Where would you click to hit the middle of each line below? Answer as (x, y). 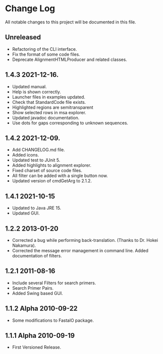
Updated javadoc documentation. (46, 118)
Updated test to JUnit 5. (36, 160)
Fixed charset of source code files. (47, 171)
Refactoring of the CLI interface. (44, 49)
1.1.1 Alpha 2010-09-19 (40, 336)
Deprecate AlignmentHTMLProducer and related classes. (70, 59)
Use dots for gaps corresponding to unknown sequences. (70, 123)
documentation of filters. (37, 256)
